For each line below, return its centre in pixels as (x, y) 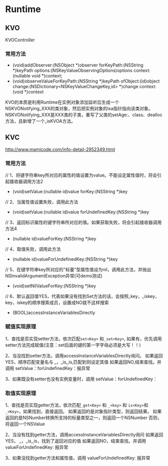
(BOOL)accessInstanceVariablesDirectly (54, 313)
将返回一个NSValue (25, 424)
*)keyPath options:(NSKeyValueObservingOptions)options (72, 70)
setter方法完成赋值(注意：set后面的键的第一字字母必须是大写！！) (73, 345)
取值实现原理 (21, 393)
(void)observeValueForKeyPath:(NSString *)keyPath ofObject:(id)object (86, 81)
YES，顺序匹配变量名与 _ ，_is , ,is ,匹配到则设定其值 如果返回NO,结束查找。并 (83, 362)
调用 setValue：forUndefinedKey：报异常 (48, 368)
